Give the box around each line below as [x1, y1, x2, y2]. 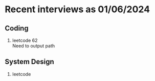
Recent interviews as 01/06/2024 [5, 4, 150, 15]
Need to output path [12, 43, 55, 49]
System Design [5, 58, 54, 66]
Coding [5, 24, 29, 33]
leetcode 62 [12, 37, 38, 43]
